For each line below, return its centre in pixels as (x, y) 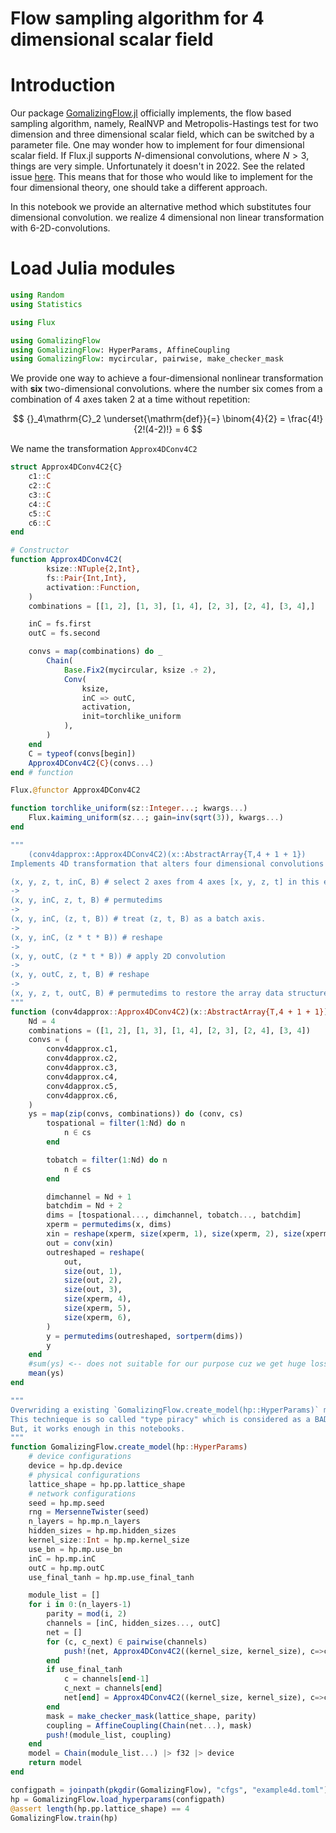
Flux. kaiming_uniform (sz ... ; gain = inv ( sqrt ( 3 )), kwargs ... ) (156, 818)
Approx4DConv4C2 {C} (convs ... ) (91, 763)
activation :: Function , (93, 587)
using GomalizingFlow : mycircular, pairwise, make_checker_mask (147, 359)
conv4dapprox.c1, (82, 1049)
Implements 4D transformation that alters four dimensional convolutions (167, 863)
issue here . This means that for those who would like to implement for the (161, 177)
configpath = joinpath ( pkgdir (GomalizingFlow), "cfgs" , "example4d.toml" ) (169, 1790)
